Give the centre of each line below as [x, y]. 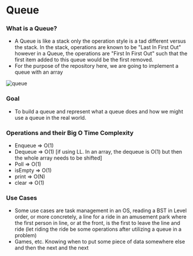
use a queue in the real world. [50, 117]
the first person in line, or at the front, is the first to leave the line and [97, 223]
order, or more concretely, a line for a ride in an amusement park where [101, 217]
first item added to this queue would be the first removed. [84, 60]
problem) [25, 236]
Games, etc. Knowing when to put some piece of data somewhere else [100, 242]
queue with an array [39, 72]
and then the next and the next [51, 248]
